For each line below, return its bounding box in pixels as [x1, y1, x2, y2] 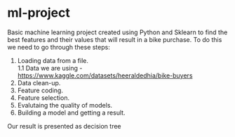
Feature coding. [17, 86, 63, 94]
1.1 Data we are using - [17, 64, 83, 72]
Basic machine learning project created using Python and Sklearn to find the [7, 28, 228, 36]
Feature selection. [17, 93, 70, 102]
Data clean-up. [17, 78, 61, 87]
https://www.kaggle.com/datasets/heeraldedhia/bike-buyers [17, 71, 193, 80]
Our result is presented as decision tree [7, 122, 121, 130]
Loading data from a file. [17, 56, 89, 64]
